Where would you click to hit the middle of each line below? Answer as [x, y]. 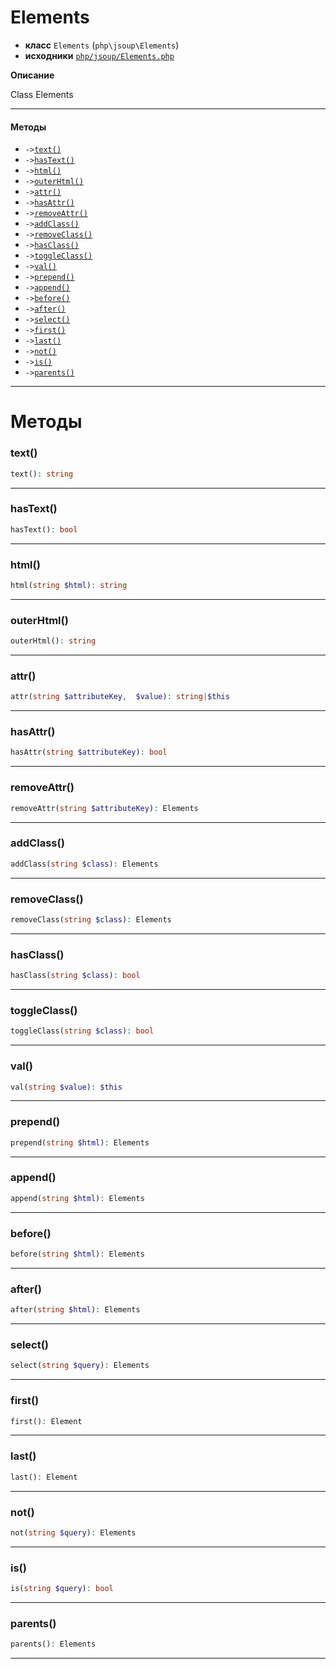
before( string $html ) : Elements [77, 1254]
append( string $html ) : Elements [77, 1198]
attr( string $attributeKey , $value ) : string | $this [120, 697]
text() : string [42, 474]
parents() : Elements [53, 1644]
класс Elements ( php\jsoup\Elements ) [102, 45]
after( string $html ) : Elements [75, 1310]
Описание [32, 75]
